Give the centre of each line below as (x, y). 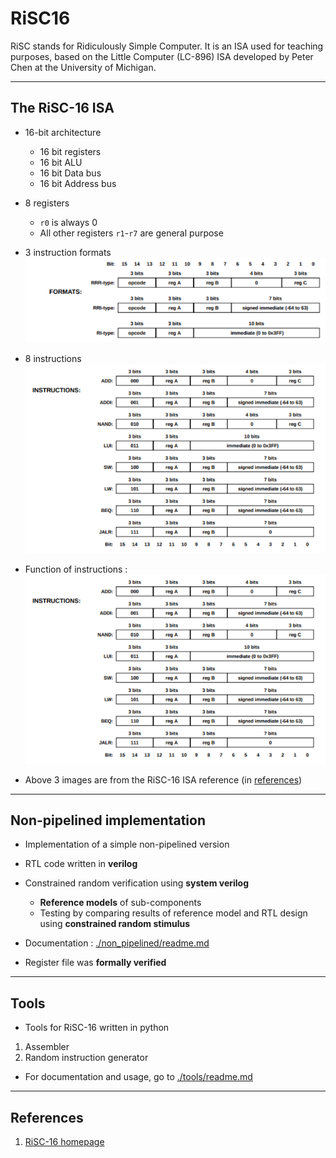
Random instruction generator (86, 1058)
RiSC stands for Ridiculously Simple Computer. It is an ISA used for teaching (167, 46)
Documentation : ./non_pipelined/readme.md (117, 943)
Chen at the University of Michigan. (83, 67)
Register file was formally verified (95, 963)
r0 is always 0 (68, 222)
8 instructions (53, 359)
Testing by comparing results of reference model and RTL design (173, 913)
